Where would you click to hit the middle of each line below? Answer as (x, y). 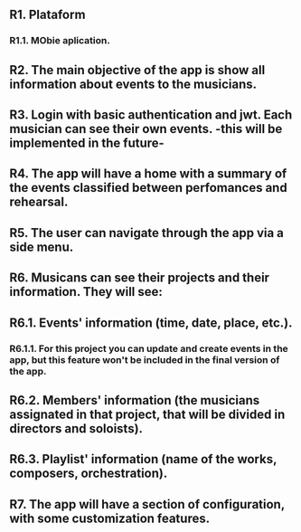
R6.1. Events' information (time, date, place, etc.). (151, 323)
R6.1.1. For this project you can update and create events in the (149, 348)
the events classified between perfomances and (148, 188)
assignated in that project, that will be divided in (147, 414)
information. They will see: (86, 292)
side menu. (42, 247)
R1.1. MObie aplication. (60, 41)
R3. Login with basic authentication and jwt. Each (151, 115)
